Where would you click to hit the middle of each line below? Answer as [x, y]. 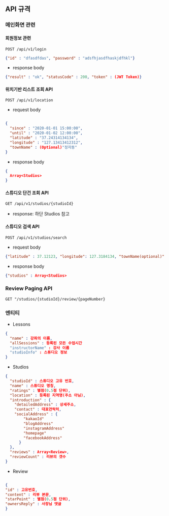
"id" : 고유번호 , [22, 490]
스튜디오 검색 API [22, 227]
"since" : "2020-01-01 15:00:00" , [46, 128]
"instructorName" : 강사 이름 [40, 348]
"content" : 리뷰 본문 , [28, 495]
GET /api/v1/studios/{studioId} [39, 204]
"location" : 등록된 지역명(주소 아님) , [48, 395]
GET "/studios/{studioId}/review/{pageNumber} [55, 299]
